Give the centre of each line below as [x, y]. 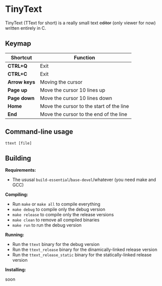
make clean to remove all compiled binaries [56, 220]
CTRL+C [18, 74]
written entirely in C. [26, 28]
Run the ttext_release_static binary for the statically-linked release [82, 255]
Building [18, 158]
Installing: [16, 270]
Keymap [18, 44]
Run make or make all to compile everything [56, 204]
